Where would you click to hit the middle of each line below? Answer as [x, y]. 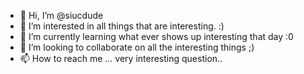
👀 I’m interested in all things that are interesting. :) [122, 26]
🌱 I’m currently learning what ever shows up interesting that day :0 [156, 36]
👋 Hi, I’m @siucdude [61, 15]
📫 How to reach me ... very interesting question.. [121, 58]
